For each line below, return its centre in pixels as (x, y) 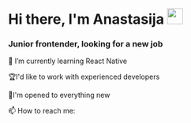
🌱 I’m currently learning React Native (68, 61)
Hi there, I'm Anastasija (86, 19)
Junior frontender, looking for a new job (86, 44)
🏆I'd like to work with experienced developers (84, 77)
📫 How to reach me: (42, 111)
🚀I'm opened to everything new (59, 95)
